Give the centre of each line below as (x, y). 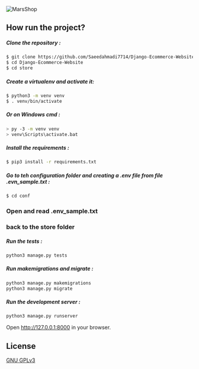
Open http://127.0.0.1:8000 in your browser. (59, 328)
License (21, 346)
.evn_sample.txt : (28, 182)
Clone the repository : (33, 43)
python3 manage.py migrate (39, 289)
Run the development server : (44, 302)
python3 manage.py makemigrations (49, 283)
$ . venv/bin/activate (34, 101)
